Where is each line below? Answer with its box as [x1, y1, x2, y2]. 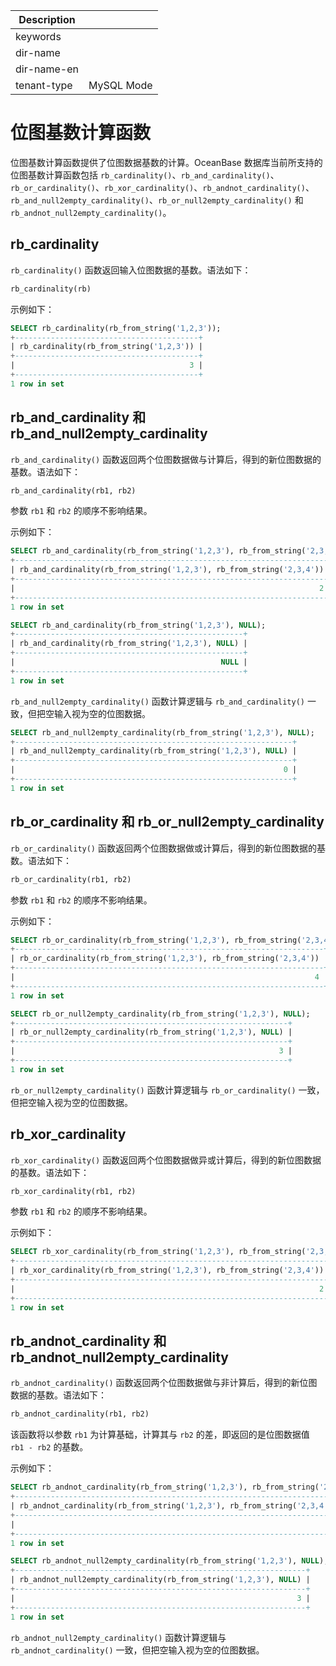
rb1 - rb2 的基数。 [10, 1441, 89, 1453]
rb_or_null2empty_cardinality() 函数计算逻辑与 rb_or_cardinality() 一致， [10, 1084, 325, 1096]
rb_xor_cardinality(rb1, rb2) [10, 1186, 137, 1196]
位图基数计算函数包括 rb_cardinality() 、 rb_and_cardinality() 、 [10, 169, 280, 181]
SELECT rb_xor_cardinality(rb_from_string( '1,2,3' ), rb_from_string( [10, 1247, 307, 1257]
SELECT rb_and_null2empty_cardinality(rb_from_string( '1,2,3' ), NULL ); [10, 727, 315, 738]
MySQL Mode [88, 79, 153, 92]
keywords [15, 30, 62, 43]
